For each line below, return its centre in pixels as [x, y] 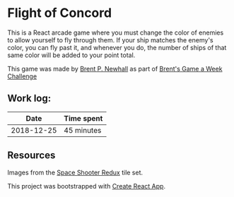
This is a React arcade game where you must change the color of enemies [116, 32]
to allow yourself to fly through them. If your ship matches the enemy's [110, 40]
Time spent [83, 118]
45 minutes [82, 130]
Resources [31, 156]
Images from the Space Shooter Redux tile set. [75, 172]
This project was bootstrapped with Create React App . [87, 186]
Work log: [29, 98]
